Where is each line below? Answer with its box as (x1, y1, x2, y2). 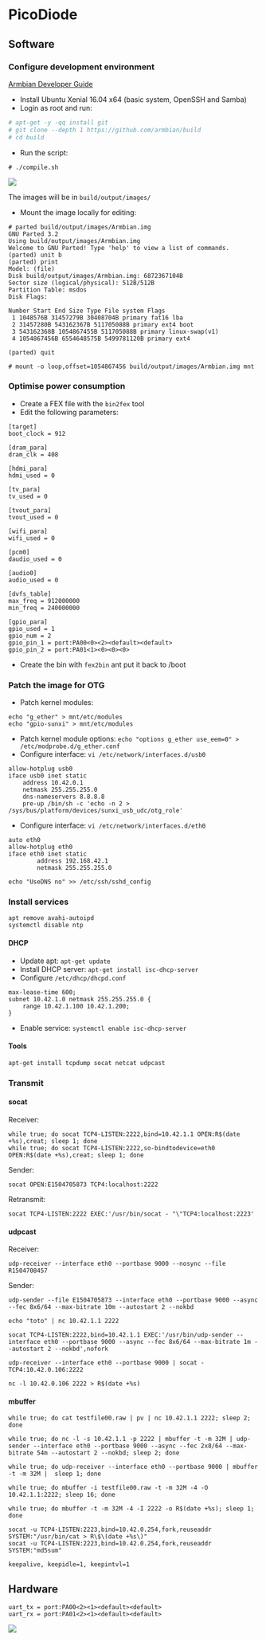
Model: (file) (8, 264, 56, 272)
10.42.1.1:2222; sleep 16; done (8, 1491, 115, 1499)
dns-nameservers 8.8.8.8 (22, 793, 105, 801)
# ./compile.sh (8, 163, 59, 171)
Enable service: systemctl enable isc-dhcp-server (19, 1023, 187, 1032)
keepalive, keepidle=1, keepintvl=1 (8, 1561, 130, 1569)
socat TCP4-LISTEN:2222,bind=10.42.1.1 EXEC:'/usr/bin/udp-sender (8, 1331, 233, 1339)
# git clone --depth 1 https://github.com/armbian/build (8, 126, 201, 134)
